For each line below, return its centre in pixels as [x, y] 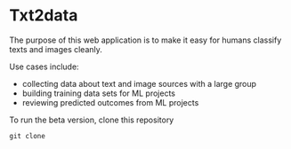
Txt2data [44, 16]
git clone [28, 136]
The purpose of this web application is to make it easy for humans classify [145, 40]
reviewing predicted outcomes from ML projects [110, 102]
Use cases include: [44, 67]
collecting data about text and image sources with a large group [139, 83]
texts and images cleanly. [56, 49]
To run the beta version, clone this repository [92, 120]
